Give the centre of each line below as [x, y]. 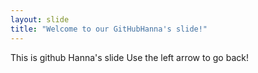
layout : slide [40, 19]
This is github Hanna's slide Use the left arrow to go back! [129, 57]
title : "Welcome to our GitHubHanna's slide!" [109, 29]
